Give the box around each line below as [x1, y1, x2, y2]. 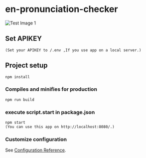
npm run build [5, 97, 35, 102]
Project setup [5, 61, 48, 70]
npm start [5, 120, 26, 125]
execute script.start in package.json [5, 109, 95, 116]
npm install [5, 74, 30, 79]
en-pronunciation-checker [5, 3, 118, 15]
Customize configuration [5, 136, 67, 143]
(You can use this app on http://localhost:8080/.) [5, 125, 115, 130]
